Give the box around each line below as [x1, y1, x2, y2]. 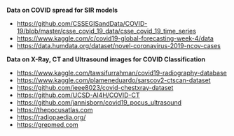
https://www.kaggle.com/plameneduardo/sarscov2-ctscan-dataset [16, 76, 211, 84]
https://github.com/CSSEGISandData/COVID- [16, 20, 148, 27]
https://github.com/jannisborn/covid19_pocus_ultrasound [16, 98, 182, 107]
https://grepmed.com [16, 121, 78, 128]
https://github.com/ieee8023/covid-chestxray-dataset [16, 84, 174, 91]
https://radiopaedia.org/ [16, 113, 86, 121]
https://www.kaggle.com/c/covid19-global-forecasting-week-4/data [16, 34, 214, 43]
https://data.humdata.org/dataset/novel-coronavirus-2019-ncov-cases [16, 42, 221, 50]
